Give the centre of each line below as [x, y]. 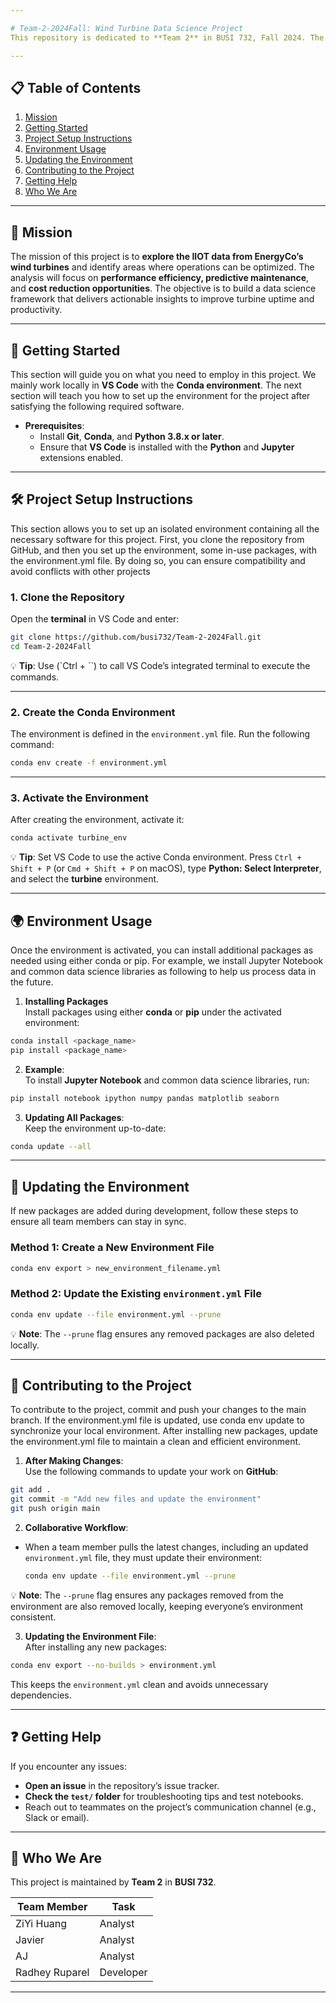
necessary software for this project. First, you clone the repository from [157, 539]
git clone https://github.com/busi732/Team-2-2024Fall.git [136, 637]
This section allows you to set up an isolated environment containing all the [165, 528]
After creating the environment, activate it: [97, 820]
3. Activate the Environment [79, 798]
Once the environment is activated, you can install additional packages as [162, 950]
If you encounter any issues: [69, 1766]
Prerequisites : [54, 425]
